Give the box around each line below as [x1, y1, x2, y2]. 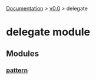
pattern [6, 66, 28, 74]
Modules [6, 48, 39, 58]
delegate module [6, 26, 90, 39]
